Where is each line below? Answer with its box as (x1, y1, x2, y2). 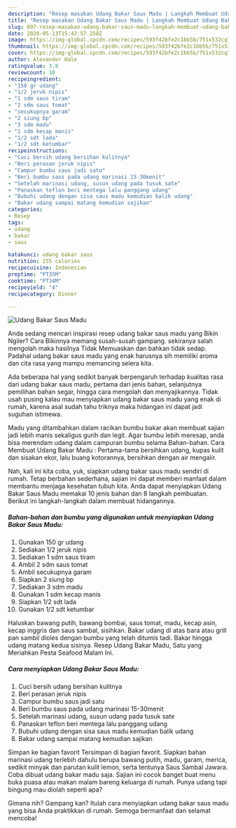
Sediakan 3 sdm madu (18, 583, 83, 592)
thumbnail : (8, 43, 40, 50)
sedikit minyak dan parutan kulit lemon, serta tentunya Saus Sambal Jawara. (8, 763, 228, 772)
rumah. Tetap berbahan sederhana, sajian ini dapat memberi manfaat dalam (8, 474, 227, 483)
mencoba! (8, 814, 37, 822)
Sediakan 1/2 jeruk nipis (18, 545, 87, 554)
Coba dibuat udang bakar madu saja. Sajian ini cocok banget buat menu (8, 770, 216, 779)
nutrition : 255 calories (8, 258, 81, 265)
